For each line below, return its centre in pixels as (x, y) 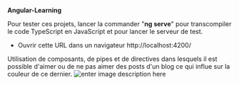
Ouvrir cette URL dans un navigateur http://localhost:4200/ (104, 45)
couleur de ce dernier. (40, 74)
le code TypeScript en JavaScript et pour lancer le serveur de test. (105, 32)
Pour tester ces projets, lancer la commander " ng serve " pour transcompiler (119, 24)
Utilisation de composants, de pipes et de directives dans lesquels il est (112, 59)
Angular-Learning (35, 10)
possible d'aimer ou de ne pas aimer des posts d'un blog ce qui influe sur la (119, 66)
